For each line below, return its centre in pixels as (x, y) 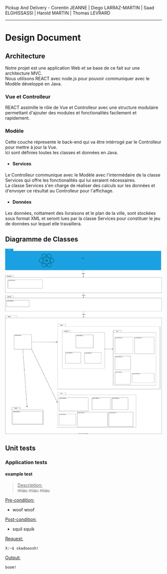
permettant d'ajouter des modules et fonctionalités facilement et (71, 113)
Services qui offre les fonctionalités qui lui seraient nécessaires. (70, 180)
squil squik (23, 529)
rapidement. (18, 118)
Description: (30, 485)
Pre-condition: (20, 500)
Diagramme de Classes (42, 239)
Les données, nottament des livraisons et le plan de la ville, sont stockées (81, 213)
